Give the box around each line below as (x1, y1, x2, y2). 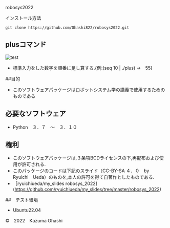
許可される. (22, 161, 46, 168)
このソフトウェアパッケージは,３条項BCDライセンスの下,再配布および (12, 155, 160, 161)
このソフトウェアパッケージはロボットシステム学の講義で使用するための (12, 87, 165, 93)
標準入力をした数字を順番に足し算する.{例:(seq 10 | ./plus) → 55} (12, 65, 153, 71)
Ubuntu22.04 (12, 207, 41, 213)
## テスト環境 (5, 197, 38, 203)
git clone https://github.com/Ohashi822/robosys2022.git (5, 25, 130, 30)
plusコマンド (5, 40, 47, 49)
